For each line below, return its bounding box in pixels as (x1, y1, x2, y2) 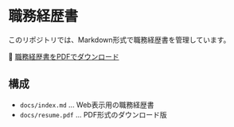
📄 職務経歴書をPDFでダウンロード (8, 52, 119, 61)
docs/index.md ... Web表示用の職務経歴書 (19, 100, 154, 110)
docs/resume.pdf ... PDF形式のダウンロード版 (19, 110, 167, 119)
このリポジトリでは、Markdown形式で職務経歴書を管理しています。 (8, 35, 231, 44)
